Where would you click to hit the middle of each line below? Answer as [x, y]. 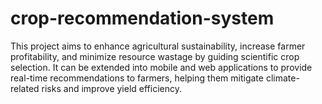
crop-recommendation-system [142, 18]
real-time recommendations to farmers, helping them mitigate [137, 78]
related [25, 88]
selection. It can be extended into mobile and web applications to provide [161, 67]
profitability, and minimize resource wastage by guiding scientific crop [155, 56]
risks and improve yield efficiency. [112, 88]
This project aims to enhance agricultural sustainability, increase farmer [158, 46]
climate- [282, 78]
